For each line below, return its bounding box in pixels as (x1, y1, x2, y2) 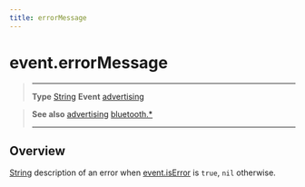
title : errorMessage (9, 13, 88, 23)
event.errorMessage (9, 52, 168, 73)
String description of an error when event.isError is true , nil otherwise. (9, 167, 277, 178)
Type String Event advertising (31, 91, 145, 102)
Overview (9, 143, 66, 159)
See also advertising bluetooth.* (31, 108, 153, 119)
